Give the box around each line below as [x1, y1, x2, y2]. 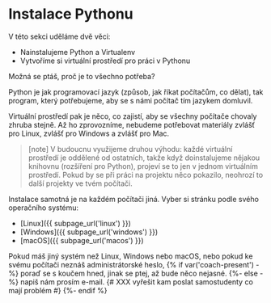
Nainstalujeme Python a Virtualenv [19, 47, 136, 57]
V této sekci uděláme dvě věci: [8, 32, 111, 41]
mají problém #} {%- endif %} [8, 285, 108, 295]
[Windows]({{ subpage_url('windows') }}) [19, 227, 159, 237]
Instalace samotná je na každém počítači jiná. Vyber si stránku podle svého [8, 194, 259, 204]
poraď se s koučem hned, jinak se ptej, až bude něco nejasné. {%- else [19, 268, 259, 278]
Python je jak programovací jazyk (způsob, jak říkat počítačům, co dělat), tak [8, 86, 264, 97]
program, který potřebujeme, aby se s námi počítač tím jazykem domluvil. [8, 95, 253, 105]
